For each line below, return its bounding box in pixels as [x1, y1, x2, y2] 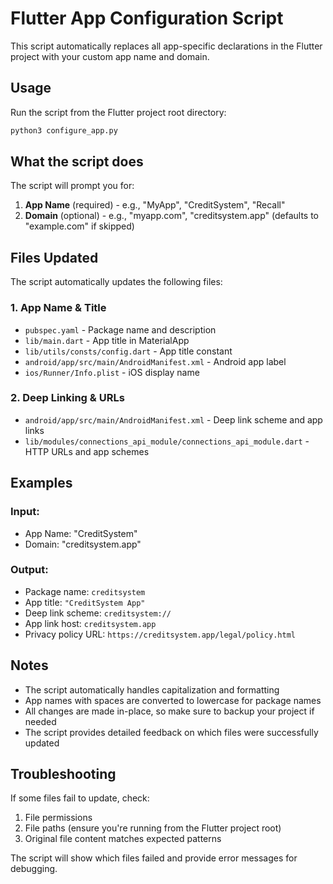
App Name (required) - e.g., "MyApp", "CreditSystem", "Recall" [24, 199, 286, 211]
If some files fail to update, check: [10, 792, 150, 804]
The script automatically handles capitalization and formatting [24, 683, 280, 696]
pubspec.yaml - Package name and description [24, 323, 217, 336]
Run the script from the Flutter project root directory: [10, 106, 227, 118]
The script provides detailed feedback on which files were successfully [24, 726, 319, 738]
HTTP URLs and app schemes [24, 445, 150, 457]
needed [24, 715, 57, 727]
